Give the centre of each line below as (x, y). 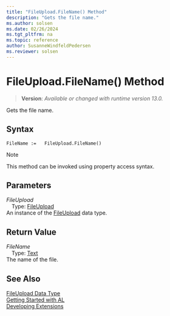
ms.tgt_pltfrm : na (29, 35)
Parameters (29, 185)
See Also (23, 279)
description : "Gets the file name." (53, 18)
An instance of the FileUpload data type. (57, 213)
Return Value (31, 232)
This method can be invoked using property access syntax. (80, 166)
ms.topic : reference (32, 40)
